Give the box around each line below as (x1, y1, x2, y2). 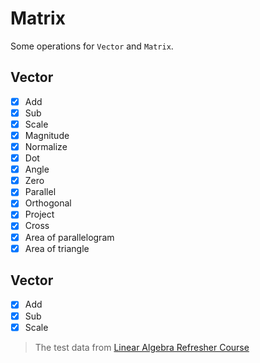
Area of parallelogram (24, 231, 115, 243)
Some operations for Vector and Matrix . (10, 40, 174, 52)
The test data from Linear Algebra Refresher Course (34, 341, 250, 353)
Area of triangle (24, 242, 90, 254)
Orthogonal (24, 197, 72, 209)
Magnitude (24, 129, 70, 141)
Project (24, 208, 55, 221)
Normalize (24, 141, 68, 152)
